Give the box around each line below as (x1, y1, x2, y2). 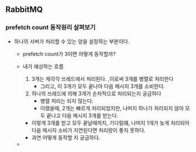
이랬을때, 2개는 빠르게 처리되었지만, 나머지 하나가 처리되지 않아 (40, 104, 184, 112)
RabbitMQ (5, 5, 43, 15)
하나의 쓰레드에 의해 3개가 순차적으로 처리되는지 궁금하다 (31, 90, 161, 97)
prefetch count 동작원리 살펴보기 (5, 23, 96, 32)
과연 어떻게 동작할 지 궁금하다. (31, 134, 101, 141)
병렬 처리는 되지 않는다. (40, 97, 94, 104)
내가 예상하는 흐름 (22, 63, 64, 70)
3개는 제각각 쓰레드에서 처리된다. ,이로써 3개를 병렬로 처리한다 (31, 75, 174, 82)
